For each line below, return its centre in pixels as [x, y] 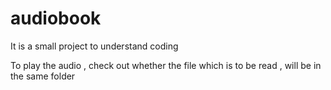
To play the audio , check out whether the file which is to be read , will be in [166, 65]
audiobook [56, 18]
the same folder [43, 76]
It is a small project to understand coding [94, 46]
